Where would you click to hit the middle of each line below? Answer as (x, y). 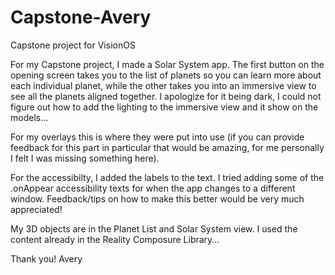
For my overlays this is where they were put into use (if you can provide (157, 137)
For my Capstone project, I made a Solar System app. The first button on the (167, 64)
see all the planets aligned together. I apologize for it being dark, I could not (166, 96)
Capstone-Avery (81, 17)
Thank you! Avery (46, 258)
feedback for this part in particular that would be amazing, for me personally (167, 147)
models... (29, 117)
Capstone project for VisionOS (73, 45)
